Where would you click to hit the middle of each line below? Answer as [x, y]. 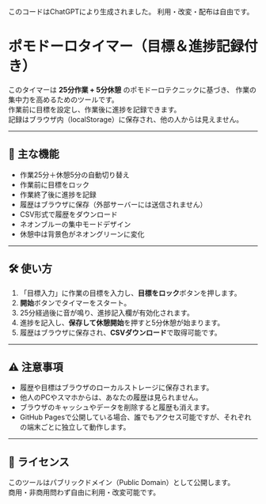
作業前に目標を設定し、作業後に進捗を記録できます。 [95, 109]
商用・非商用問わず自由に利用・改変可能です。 [84, 492]
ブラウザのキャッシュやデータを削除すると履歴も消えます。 [116, 407]
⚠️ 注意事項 [36, 367]
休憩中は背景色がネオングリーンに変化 [82, 234]
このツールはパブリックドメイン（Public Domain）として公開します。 [122, 483]
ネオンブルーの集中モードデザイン [75, 224]
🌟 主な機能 [34, 154]
